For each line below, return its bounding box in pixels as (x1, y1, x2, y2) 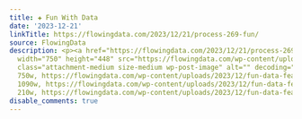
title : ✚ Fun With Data (9, 13, 99, 22)
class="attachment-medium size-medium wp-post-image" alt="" (17, 64, 252, 72)
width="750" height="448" (17, 55, 115, 64)
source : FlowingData (9, 38, 87, 47)
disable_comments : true (9, 96, 99, 106)
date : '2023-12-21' (9, 21, 83, 30)
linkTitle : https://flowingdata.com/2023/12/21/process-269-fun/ (9, 30, 259, 38)
